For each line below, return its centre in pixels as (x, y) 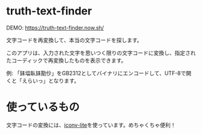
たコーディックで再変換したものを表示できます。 (66, 60)
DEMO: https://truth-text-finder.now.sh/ (55, 28)
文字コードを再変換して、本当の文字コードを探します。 (74, 40)
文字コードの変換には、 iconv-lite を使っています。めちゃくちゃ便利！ (91, 125)
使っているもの (43, 107)
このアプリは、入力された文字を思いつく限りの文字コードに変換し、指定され (101, 53)
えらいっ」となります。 (51, 81)
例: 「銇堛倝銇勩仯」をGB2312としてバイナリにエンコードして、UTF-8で (96, 73)
